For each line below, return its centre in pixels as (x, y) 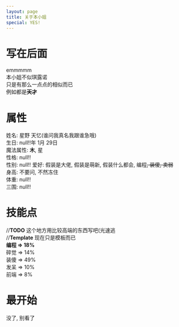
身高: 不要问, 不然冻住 (32, 172)
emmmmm (19, 70)
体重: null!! (18, 180)
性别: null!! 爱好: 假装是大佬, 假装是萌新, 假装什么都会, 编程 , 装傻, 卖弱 (90, 165)
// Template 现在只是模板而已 (41, 238)
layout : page (22, 11)
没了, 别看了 (21, 318)
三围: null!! (18, 187)
